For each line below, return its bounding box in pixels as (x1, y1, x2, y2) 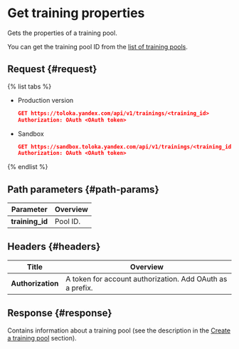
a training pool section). (7, 333, 77, 342)
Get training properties (7, 5, 145, 21)
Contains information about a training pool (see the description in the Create (7, 326, 231, 335)
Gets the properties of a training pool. (7, 29, 117, 37)
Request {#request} (7, 63, 97, 76)
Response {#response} (7, 307, 112, 319)
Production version (17, 96, 74, 104)
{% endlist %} (7, 163, 48, 171)
